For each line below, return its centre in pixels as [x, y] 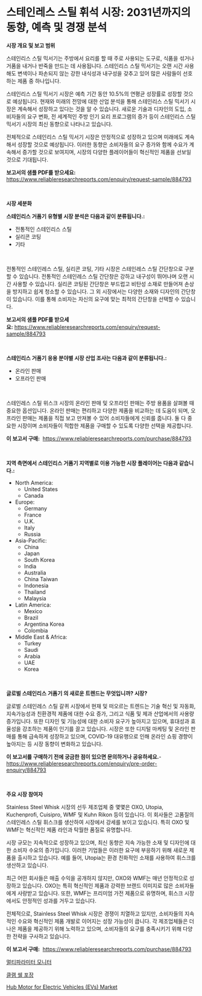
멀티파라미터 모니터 [29, 962]
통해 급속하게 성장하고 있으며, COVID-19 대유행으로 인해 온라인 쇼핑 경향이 [105, 736]
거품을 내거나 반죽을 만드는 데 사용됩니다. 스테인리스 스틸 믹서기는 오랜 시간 [95, 66]
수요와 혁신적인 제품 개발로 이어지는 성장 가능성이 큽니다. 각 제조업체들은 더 [106, 921]
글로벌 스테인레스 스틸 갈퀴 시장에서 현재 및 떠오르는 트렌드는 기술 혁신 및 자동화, [101, 706]
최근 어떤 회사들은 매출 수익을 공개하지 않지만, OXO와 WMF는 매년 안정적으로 [97, 878]
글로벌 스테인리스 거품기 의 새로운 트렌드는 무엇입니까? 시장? [77, 693]
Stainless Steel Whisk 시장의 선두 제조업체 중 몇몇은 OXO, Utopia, [85, 807]
